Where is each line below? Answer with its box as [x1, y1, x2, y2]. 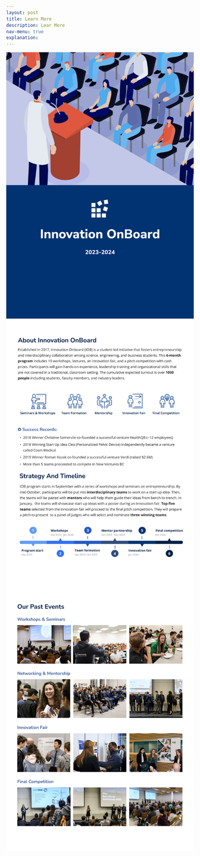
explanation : [6, 35, 39, 41]
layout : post [6, 10, 39, 16]
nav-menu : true [6, 29, 44, 35]
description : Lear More [6, 22, 65, 28]
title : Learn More [6, 16, 52, 22]
